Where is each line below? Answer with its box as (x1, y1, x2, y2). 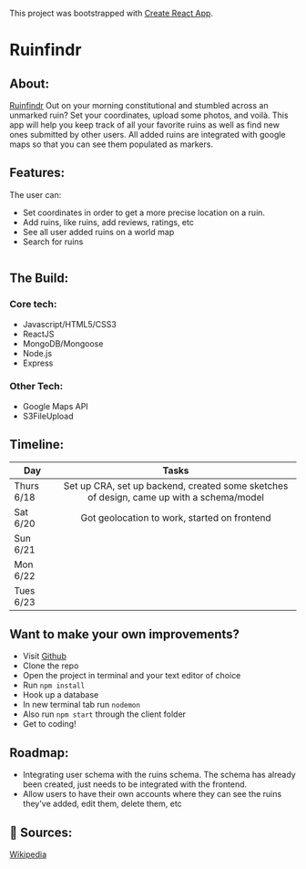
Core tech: (9, 298, 57, 311)
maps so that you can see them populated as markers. (9, 139, 214, 150)
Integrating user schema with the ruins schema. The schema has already (22, 770, 296, 781)
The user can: (9, 189, 62, 200)
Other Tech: (9, 380, 64, 393)
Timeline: (9, 437, 65, 452)
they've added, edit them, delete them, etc (22, 798, 182, 810)
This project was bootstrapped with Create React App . (9, 8, 214, 18)
